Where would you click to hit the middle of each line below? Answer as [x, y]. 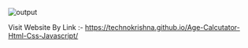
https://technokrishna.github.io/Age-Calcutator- [163, 27]
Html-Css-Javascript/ [43, 36]
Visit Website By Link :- [46, 27]
